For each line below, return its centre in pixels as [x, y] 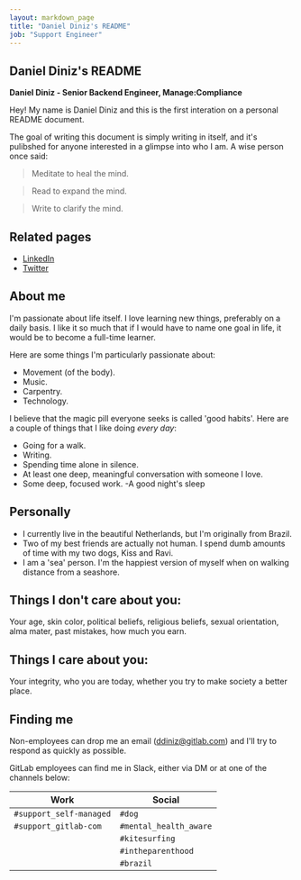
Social [166, 800]
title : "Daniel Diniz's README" [70, 26]
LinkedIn [38, 259]
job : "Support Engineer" [56, 34]
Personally [40, 512]
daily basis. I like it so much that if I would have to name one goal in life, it [146, 327]
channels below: [40, 778]
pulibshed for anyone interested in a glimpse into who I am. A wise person [146, 147]
